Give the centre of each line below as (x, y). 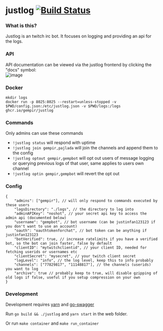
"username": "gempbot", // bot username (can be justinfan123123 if (85, 222)
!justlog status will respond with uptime (54, 143)
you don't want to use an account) (41, 226)
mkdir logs (16, 98)
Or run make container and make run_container (52, 323)
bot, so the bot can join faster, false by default (59, 243)
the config (23, 153)
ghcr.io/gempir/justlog (30, 110)
